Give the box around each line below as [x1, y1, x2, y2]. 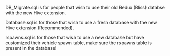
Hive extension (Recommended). [5, 25, 75, 31]
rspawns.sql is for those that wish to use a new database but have [5, 35, 144, 40]
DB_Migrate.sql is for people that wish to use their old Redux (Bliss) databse [5, 5, 165, 10]
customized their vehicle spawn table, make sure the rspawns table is [5, 40, 152, 46]
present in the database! [5, 45, 57, 51]
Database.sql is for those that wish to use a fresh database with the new [5, 20, 157, 25]
